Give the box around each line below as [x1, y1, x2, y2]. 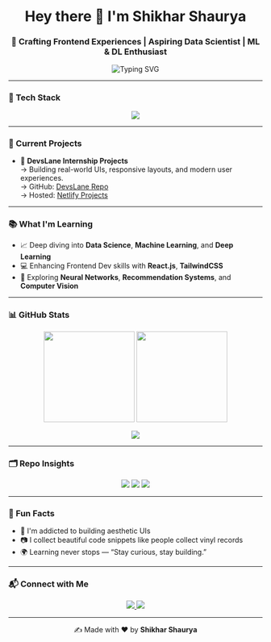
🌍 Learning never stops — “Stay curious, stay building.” [19, 548, 207, 557]
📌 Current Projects [8, 137, 82, 148]
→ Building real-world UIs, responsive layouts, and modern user [19, 165, 232, 174]
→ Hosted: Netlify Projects [19, 190, 109, 200]
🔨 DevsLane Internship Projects [19, 156, 129, 166]
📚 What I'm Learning [8, 219, 94, 229]
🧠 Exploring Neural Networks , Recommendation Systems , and [19, 273, 231, 282]
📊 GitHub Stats [8, 310, 70, 321]
